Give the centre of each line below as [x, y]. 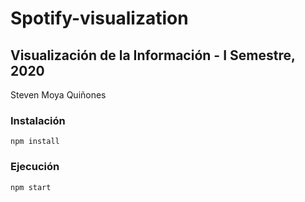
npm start [31, 187]
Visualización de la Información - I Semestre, [153, 55]
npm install [35, 142]
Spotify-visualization [99, 18]
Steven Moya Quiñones [58, 95]
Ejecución [35, 167]
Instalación [38, 120]
